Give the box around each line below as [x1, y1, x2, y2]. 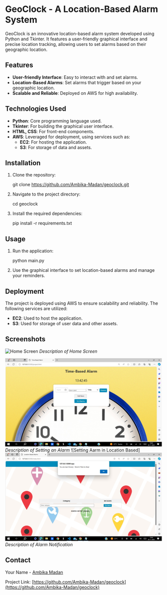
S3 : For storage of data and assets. [19, 144, 92, 150]
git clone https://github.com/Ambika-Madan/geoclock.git [12, 182, 129, 188]
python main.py [12, 258, 45, 264]
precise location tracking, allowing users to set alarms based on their [5, 41, 147, 47]
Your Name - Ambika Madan [5, 569, 64, 575]
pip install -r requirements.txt [12, 220, 72, 226]
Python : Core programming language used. [12, 118, 102, 124]
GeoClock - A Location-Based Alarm [5, 3, 158, 15]
